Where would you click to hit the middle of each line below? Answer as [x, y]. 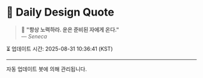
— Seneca [34, 36]
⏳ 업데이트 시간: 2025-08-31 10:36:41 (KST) [60, 49]
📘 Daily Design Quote [60, 12]
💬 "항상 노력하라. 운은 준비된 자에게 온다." [70, 29]
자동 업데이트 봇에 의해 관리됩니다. [47, 69]
